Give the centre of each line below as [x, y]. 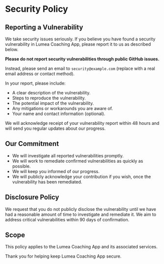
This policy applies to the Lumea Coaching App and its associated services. [81, 247]
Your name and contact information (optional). [59, 114]
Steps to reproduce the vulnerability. [49, 98]
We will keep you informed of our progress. [56, 171]
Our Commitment [32, 144]
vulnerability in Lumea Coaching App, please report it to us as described [78, 44]
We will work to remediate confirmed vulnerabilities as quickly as [78, 161]
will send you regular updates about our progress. [55, 128]
